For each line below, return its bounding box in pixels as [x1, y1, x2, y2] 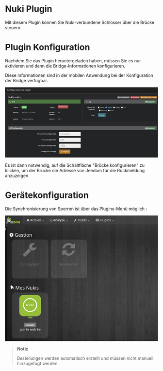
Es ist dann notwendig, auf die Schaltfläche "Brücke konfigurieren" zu [5, 162, 145, 168]
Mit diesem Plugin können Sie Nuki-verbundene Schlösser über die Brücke [5, 19, 154, 25]
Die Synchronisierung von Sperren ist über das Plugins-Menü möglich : [5, 206, 147, 212]
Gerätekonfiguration [5, 190, 89, 201]
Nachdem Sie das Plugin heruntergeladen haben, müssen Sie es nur [5, 57, 142, 64]
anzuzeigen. [5, 173, 30, 178]
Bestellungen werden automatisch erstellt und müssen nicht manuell [16, 355, 154, 361]
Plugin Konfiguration [5, 42, 90, 53]
